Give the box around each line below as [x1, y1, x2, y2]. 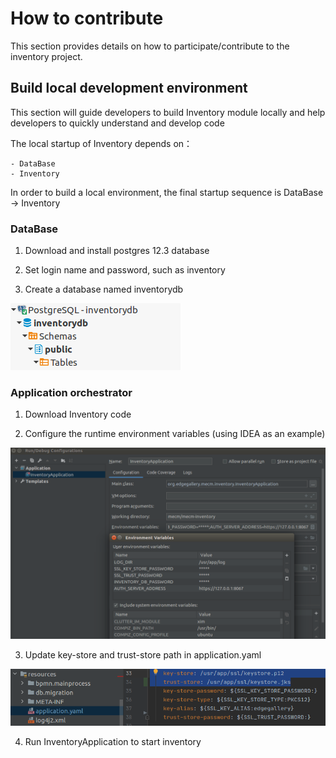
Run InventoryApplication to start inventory [24, 735, 202, 747]
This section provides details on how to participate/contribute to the [10, 40, 290, 52]
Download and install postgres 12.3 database [24, 245, 210, 257]
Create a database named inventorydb [24, 283, 184, 296]
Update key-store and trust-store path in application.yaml [24, 648, 262, 661]
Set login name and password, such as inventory [24, 264, 226, 276]
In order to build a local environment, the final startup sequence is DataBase [10, 186, 324, 198]
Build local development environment [10, 80, 248, 97]
